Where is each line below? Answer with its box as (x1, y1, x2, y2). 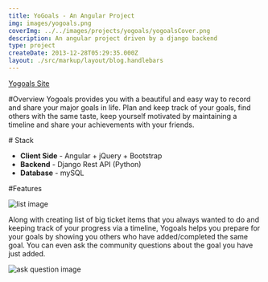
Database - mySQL (19, 168, 85, 178)
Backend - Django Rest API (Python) (19, 159, 142, 169)
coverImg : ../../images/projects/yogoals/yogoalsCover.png (8, 27, 211, 35)
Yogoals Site (8, 78, 50, 88)
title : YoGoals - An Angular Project (8, 11, 135, 20)
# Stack (8, 135, 34, 145)
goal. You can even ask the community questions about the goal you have (8, 240, 254, 250)
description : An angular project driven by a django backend (8, 34, 218, 43)
